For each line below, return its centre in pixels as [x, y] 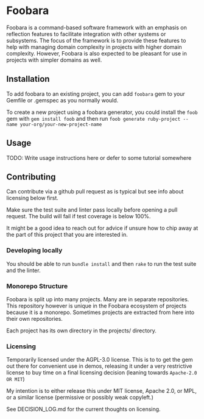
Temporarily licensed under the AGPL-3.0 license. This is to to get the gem [100, 360]
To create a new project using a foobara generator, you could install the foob [102, 112]
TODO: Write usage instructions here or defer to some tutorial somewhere [99, 158]
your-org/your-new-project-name [61, 124]
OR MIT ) [16, 379]
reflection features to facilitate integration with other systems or [86, 34]
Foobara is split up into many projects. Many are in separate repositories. [98, 299]
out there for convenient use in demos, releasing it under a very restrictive [99, 366]
